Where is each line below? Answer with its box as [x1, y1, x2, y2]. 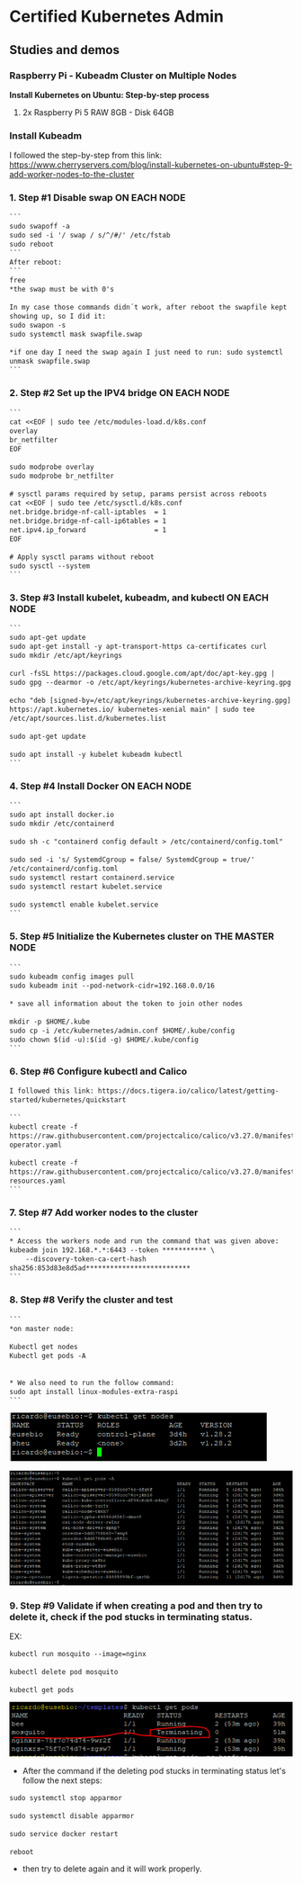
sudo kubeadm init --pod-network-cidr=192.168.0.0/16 [9, 981, 216, 990]
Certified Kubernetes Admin [9, 6, 225, 27]
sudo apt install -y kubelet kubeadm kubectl [9, 750, 182, 760]
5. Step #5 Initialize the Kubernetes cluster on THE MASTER [9, 930, 275, 942]
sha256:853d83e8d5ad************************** [9, 1264, 191, 1273]
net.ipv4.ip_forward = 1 [9, 525, 167, 535]
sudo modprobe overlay [9, 462, 94, 472]
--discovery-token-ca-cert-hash [25, 1255, 147, 1264]
